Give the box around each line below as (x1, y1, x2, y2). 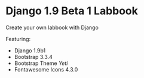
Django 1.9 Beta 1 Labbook (5, 4, 139, 18)
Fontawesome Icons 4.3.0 (14, 65, 78, 73)
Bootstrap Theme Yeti (14, 60, 68, 67)
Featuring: (5, 35, 31, 42)
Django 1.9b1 (14, 46, 46, 54)
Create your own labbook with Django (5, 24, 99, 31)
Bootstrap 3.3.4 (14, 53, 53, 60)
